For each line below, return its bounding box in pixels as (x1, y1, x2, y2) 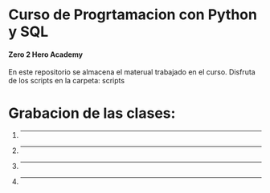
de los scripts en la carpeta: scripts (8, 76, 125, 86)
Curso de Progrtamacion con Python (8, 6, 257, 24)
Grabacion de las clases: (8, 104, 176, 122)
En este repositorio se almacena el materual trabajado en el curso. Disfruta (8, 67, 256, 77)
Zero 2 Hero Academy (8, 50, 83, 59)
